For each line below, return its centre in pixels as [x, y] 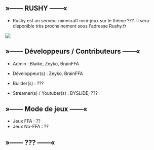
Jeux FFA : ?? [26, 121]
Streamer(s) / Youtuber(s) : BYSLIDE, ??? [55, 93]
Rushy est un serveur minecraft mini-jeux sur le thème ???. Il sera [81, 20]
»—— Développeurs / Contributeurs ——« [73, 51]
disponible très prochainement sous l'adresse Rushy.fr [69, 26]
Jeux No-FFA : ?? [31, 127]
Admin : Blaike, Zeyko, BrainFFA [46, 63]
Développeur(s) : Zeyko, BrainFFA [48, 73]
